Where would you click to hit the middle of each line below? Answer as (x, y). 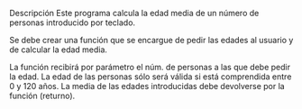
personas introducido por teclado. (73, 23)
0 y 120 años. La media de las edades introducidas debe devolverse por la (147, 86)
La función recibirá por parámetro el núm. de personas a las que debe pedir (150, 67)
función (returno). (42, 95)
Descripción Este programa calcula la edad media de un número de (134, 13)
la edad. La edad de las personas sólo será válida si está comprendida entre (151, 77)
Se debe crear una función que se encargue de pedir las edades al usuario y (151, 40)
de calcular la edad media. (59, 50)
